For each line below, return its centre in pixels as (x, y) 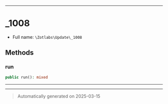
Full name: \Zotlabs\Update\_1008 (47, 37)
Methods (19, 53)
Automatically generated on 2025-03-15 (59, 96)
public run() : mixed (27, 77)
